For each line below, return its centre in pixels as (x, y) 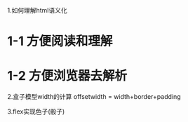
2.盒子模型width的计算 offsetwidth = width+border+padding (94, 97)
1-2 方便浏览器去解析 (67, 76)
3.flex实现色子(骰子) (36, 111)
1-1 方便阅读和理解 (60, 41)
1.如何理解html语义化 (38, 10)
